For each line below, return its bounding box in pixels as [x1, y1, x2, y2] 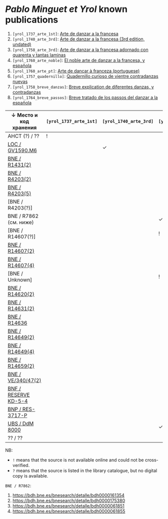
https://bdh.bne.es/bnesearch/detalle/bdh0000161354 [12, 492, 125, 498]
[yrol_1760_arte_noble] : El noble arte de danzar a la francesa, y [12, 57, 145, 63]
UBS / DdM [7, 420, 34, 427]
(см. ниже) [7, 218, 34, 225]
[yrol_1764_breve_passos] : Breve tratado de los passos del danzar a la [12, 94, 158, 100]
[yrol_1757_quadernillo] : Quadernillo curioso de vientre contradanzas [12, 73, 158, 79]
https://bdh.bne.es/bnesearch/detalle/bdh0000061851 [12, 502, 125, 508]
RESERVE [7, 391, 30, 398]
